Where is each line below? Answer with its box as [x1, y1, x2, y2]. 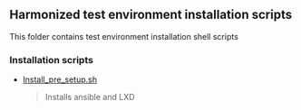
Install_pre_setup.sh [22, 74, 98, 85]
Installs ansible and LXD [44, 92, 135, 103]
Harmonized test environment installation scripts [9, 7, 293, 23]
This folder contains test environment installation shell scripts [9, 31, 238, 41]
